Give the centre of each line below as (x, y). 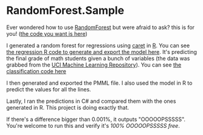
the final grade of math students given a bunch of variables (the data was (98, 58)
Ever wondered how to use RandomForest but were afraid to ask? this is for (101, 27)
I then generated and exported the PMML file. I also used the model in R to (99, 83)
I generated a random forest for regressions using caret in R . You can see (98, 45)
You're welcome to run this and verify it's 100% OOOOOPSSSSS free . (93, 125)
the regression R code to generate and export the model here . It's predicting (102, 51)
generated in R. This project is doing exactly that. (68, 107)
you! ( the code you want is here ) (47, 33)
